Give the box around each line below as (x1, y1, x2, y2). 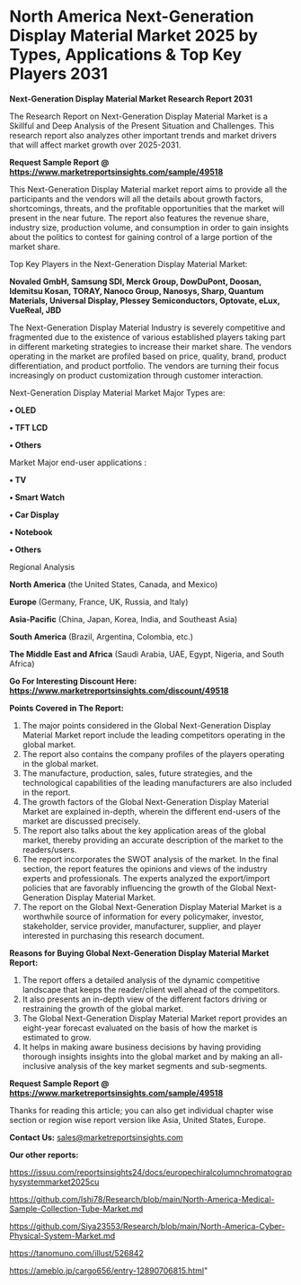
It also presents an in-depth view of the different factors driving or (22, 994, 268, 1004)
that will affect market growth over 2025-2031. (9, 139, 181, 150)
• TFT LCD (9, 422, 49, 433)
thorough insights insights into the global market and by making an (22, 1050, 270, 1062)
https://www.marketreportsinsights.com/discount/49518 (9, 685, 229, 696)
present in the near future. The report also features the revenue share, (9, 212, 270, 223)
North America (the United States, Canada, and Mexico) (9, 578, 218, 590)
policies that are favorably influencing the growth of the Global (22, 882, 254, 893)
